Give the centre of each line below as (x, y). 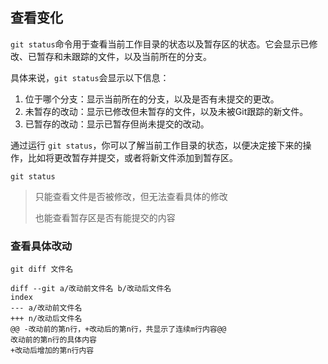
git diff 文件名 (42, 269)
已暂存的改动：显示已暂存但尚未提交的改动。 (117, 124)
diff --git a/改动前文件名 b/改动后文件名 (91, 289)
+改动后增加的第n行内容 (52, 351)
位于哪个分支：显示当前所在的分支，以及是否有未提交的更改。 (152, 99)
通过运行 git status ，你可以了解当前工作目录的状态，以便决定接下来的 (156, 145)
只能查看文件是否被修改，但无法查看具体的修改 (131, 196)
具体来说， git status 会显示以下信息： (90, 77)
